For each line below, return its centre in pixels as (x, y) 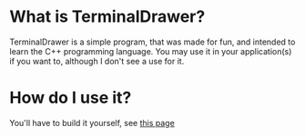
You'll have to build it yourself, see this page (92, 122)
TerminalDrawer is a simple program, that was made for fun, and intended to (152, 42)
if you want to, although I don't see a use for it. (97, 61)
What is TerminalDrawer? (107, 17)
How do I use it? (71, 98)
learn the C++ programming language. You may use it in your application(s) (151, 51)
